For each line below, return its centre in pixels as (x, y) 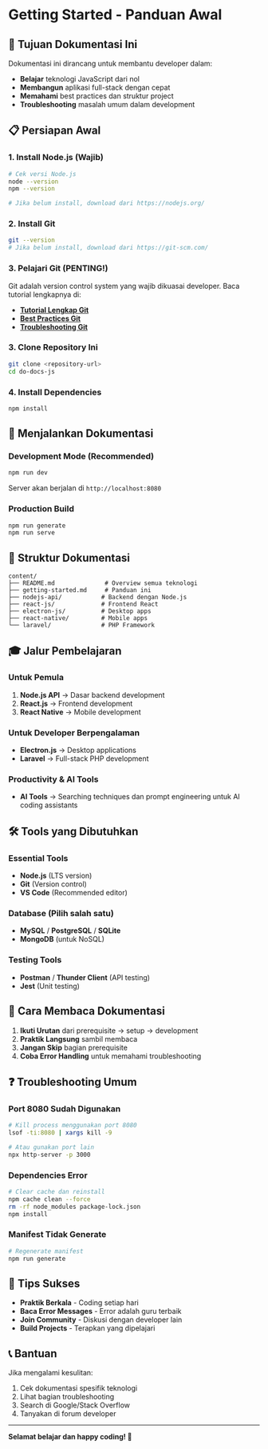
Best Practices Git (50, 318)
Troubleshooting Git (53, 326)
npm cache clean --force (49, 1199)
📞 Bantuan (33, 1353)
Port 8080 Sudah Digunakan (65, 1108)
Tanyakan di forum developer (68, 1414)
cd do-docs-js (32, 371)
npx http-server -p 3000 (49, 1155)
